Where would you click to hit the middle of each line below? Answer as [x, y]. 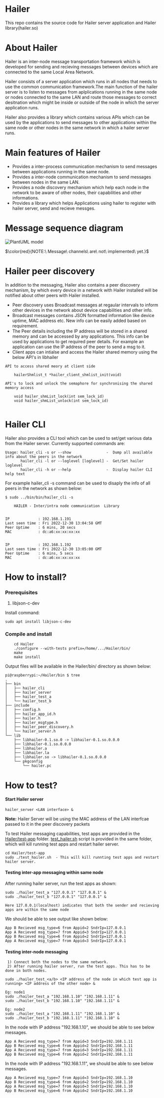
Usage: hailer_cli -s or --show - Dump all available [79, 452]
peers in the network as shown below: [44, 488]
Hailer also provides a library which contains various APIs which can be [77, 117]
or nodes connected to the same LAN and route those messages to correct [81, 97]
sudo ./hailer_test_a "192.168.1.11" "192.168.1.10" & [62, 1014]
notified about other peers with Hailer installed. [53, 295]
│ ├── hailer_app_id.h [30, 714]
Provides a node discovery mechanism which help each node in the [81, 187]
